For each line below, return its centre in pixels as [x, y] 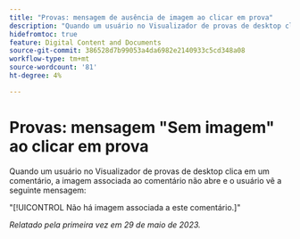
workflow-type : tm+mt [50, 59]
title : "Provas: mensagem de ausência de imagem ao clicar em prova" [142, 17]
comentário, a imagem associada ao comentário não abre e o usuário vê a [146, 180]
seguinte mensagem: [48, 190]
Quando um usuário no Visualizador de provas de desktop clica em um [140, 171]
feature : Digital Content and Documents [86, 42]
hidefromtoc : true [43, 34]
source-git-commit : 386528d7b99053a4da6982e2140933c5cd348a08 [127, 51]
